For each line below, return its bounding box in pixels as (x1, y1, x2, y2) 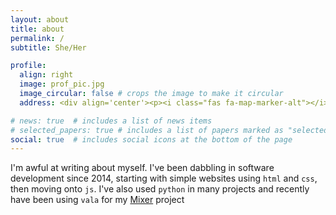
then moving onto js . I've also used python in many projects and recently (10, 183, 310, 195)
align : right (19, 70, 74, 80)
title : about (10, 24, 65, 34)
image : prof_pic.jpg (19, 79, 105, 90)
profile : (10, 61, 47, 71)
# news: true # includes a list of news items (10, 116, 213, 126)
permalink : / (10, 33, 65, 43)
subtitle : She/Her (10, 42, 87, 53)
